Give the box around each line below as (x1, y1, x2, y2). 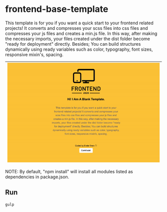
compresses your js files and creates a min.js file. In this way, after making (5, 30, 158, 36)
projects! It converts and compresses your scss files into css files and (5, 25, 148, 31)
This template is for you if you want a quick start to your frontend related (5, 20, 154, 26)
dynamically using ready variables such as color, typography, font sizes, (5, 46, 153, 52)
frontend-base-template (5, 3, 108, 15)
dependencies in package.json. (5, 174, 70, 180)
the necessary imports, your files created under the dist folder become (5, 36, 151, 42)
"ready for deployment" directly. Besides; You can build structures (5, 41, 141, 47)
